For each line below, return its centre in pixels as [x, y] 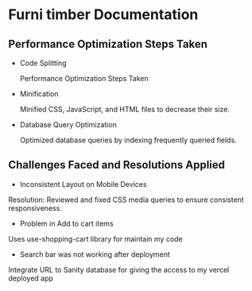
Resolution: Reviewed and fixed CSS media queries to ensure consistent [126, 200]
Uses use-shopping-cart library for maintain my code [95, 239]
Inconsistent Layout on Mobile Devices [83, 184]
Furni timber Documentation [103, 15]
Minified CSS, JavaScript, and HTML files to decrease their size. [125, 109]
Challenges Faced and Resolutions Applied [116, 165]
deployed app [31, 278]
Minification [39, 94]
